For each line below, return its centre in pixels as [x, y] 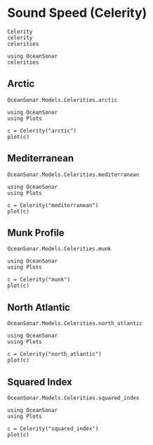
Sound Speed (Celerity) [77, 13]
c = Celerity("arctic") [42, 131]
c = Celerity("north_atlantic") [54, 354]
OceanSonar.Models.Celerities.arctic [62, 100]
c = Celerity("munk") [39, 280]
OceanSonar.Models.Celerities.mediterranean [73, 174]
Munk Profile [36, 233]
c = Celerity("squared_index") [53, 429]
